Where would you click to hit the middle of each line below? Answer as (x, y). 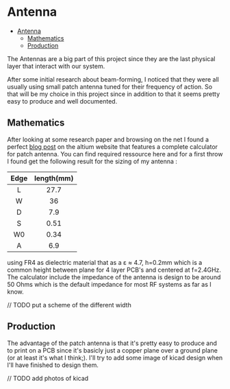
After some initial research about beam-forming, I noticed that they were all (113, 79)
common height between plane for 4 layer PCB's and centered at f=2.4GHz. (114, 270)
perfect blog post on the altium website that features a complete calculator (112, 146)
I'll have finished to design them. (53, 365)
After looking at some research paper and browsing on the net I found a (108, 139)
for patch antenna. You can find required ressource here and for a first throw (115, 154)
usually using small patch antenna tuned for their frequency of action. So (110, 86)
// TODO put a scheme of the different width (69, 305)
